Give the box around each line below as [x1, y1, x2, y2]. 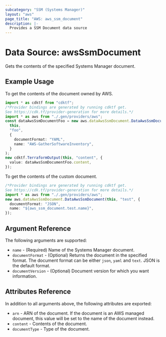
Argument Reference [5, 224, 71, 233]
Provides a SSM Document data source [9, 26, 87, 31]
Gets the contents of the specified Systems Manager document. [5, 63, 136, 69]
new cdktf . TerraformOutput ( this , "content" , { [5, 155, 103, 161]
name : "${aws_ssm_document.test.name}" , [9, 206, 94, 211]
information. [12, 273, 37, 279]
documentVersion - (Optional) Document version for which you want [12, 268, 149, 274]
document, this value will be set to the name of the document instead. [12, 315, 155, 321]
